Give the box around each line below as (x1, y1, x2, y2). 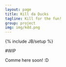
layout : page (5, 7, 32, 12)
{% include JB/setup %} (5, 38, 53, 44)
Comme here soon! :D (5, 57, 49, 63)
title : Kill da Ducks (5, 12, 49, 17)
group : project (5, 20, 36, 26)
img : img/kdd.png (5, 25, 40, 30)
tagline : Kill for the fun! (5, 16, 62, 21)
